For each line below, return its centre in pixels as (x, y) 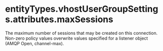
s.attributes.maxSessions (59, 19)
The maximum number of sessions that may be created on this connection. (81, 33)
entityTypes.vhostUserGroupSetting (82, 9)
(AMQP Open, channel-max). (35, 43)
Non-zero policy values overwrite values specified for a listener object (77, 38)
